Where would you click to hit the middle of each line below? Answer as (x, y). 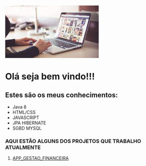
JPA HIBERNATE (29, 123)
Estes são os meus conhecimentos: (61, 95)
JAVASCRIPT (26, 117)
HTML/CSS (24, 112)
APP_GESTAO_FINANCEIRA (40, 158)
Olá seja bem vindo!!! (50, 77)
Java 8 (19, 107)
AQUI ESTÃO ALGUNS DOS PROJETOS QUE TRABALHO (73, 141)
